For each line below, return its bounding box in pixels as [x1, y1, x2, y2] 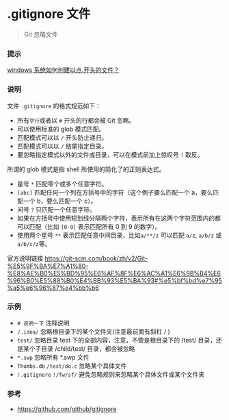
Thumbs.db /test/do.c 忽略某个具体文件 [16, 361, 127, 370]
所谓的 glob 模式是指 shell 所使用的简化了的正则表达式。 [7, 165, 165, 173]
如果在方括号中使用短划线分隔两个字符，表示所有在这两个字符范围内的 [16, 214, 215, 222]
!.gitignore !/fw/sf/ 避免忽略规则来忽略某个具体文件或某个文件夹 [16, 370, 205, 378]
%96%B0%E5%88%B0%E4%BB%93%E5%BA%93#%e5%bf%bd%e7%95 [7, 276, 222, 284]
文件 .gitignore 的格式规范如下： [7, 101, 101, 110]
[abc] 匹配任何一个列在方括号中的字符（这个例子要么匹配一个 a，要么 [16, 188, 213, 196]
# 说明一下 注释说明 [16, 319, 70, 327]
